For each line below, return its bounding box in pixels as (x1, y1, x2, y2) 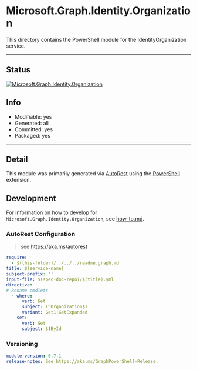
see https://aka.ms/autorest (20, 243, 88, 251)
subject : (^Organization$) (21, 304, 88, 310)
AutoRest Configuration (6, 230, 76, 238)
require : (6, 255, 28, 261)
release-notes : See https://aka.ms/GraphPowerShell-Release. (6, 358, 159, 364)
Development (6, 193, 57, 204)
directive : (6, 282, 33, 288)
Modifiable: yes (14, 113, 52, 120)
